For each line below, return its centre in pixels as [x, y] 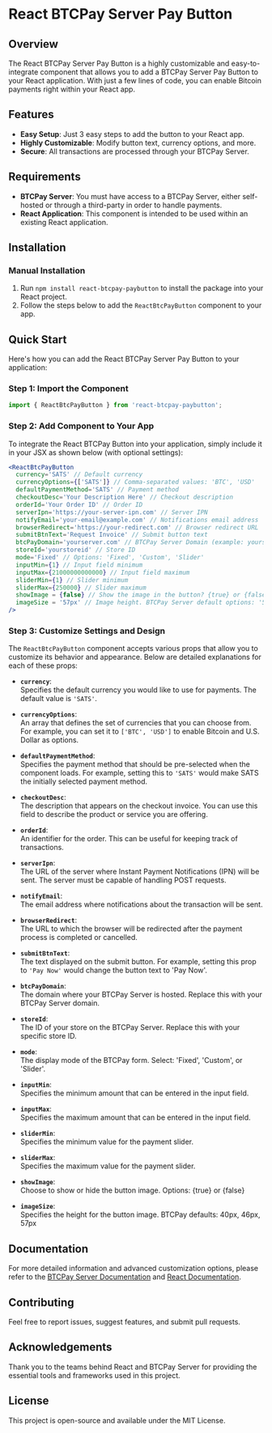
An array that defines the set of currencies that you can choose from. [136, 723]
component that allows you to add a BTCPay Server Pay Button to [149, 72]
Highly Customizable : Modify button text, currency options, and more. [138, 142]
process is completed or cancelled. [79, 938]
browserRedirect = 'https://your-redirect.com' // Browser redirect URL [137, 527]
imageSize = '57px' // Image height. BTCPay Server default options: [135, 603]
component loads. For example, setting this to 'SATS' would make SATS [139, 773]
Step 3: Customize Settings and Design [87, 631]
